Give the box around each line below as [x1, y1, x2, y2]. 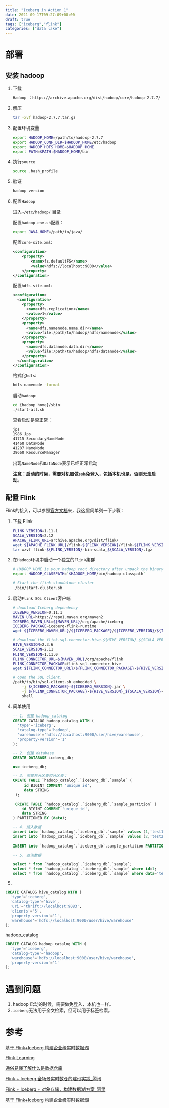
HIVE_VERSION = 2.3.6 [12, 642, 54, 647]
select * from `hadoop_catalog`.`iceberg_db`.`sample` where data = [12, 871, 157, 876]
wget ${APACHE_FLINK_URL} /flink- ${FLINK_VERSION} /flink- [12, 542, 135, 547]
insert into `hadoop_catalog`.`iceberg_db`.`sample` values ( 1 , [12, 829, 150, 834]
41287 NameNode [12, 445, 45, 451]
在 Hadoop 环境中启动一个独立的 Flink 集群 [12, 557, 95, 563]
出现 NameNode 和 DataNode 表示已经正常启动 [12, 460, 98, 466]
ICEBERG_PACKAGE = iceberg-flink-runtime [12, 624, 97, 629]
